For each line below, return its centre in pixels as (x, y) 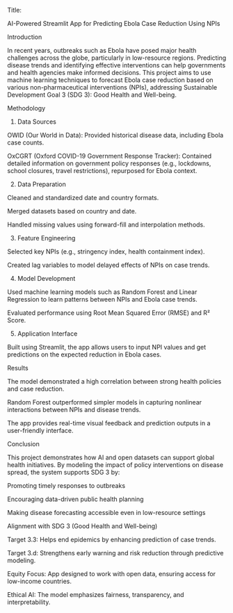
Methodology (26, 108)
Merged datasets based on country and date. (72, 211)
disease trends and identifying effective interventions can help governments (116, 65)
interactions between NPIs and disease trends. (74, 410)
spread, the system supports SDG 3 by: (64, 472)
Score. (17, 320)
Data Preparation (41, 184)
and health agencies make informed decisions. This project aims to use (109, 73)
